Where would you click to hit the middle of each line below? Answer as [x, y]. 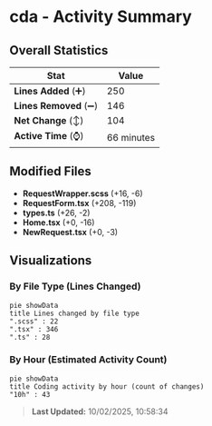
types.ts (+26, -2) [56, 213]
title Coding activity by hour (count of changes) [107, 386]
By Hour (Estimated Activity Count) [88, 360]
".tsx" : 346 [34, 329]
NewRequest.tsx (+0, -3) [70, 232]
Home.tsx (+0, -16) [58, 222]
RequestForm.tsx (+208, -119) [79, 203]
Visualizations [51, 261]
